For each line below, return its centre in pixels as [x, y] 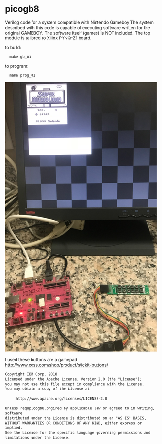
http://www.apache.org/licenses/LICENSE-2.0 [62, 399]
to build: [13, 47]
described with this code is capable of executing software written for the [78, 27]
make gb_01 [20, 57]
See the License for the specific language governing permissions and [78, 433]
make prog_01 [23, 75]
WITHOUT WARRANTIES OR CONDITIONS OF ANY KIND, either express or [73, 423]
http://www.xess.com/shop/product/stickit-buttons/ [57, 365]
